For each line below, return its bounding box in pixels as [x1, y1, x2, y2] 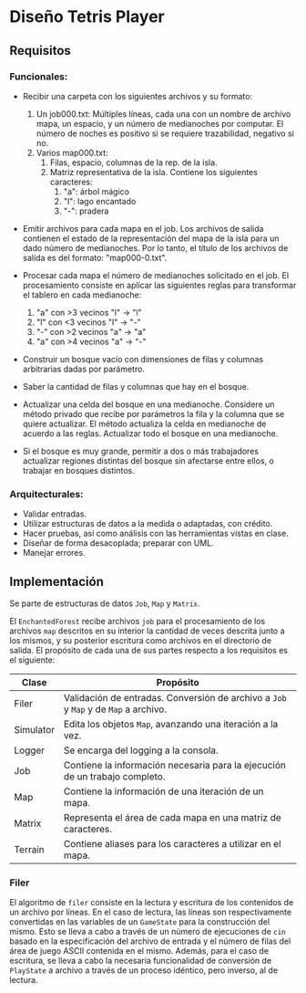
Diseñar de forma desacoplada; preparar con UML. [22, 538, 214, 549]
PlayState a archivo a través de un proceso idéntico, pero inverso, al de [9, 965, 279, 976]
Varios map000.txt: [36, 147, 108, 158]
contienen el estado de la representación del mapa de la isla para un [22, 233, 280, 244]
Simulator [14, 723, 56, 736]
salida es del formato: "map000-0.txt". [22, 252, 168, 263]
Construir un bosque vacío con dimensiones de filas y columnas [22, 353, 264, 364]
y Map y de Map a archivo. [63, 703, 167, 716]
